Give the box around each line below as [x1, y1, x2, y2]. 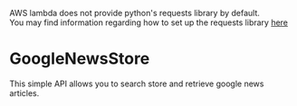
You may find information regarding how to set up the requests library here [9, 17, 288, 28]
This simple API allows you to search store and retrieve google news [9, 78, 264, 89]
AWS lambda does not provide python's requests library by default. [9, 8, 261, 18]
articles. [9, 87, 40, 98]
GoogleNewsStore [9, 49, 150, 69]
